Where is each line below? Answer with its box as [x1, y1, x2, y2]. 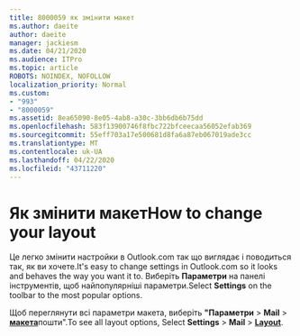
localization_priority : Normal [9, 80, 127, 89]
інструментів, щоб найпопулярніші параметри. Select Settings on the [9, 280, 272, 291]
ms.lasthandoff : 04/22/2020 [9, 155, 115, 165]
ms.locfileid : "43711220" [9, 164, 106, 173]
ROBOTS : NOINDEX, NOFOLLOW [9, 72, 111, 81]
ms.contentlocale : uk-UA [9, 147, 103, 156]
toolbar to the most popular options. [9, 290, 143, 301]
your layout [9, 222, 96, 242]
